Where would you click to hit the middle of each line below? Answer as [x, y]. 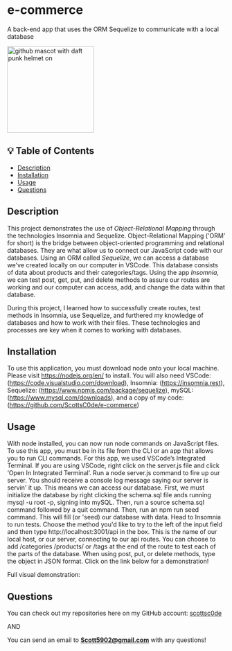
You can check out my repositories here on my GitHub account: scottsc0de [115, 613]
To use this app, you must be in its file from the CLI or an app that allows [110, 451]
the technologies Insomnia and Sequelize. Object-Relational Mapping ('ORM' [116, 235]
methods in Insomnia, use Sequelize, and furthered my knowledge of [106, 315]
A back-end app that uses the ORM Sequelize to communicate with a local [113, 29]
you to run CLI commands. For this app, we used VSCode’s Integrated [107, 458]
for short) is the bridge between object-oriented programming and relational [116, 243]
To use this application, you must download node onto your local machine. [113, 368]
